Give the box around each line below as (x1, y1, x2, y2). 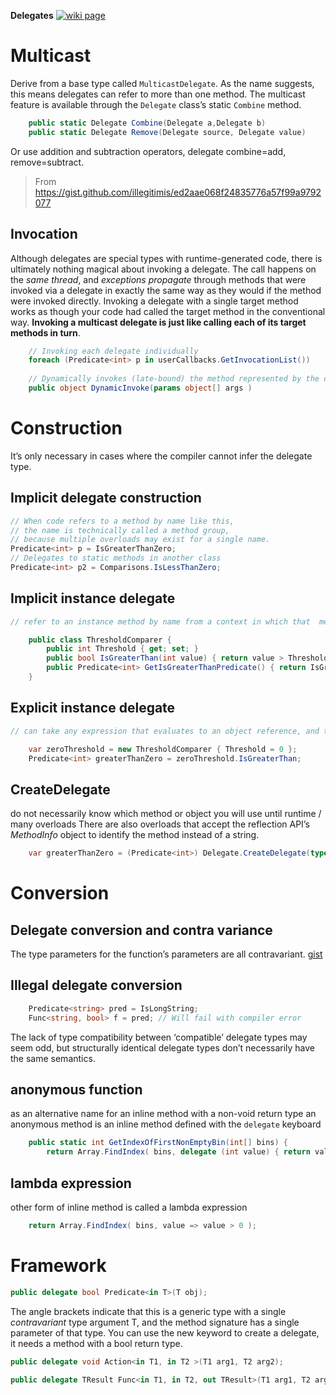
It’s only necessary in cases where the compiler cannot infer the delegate (10, 450, 313, 462)
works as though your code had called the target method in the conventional (10, 305, 326, 317)
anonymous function (10, 1081, 143, 1099)
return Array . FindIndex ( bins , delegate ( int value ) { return (46, 1147, 311, 1157)
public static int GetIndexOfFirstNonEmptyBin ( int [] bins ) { (28, 1138, 288, 1148)
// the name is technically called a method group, (10, 525, 230, 535)
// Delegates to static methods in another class (10, 553, 222, 564)
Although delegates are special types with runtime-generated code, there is (10, 252, 323, 264)
